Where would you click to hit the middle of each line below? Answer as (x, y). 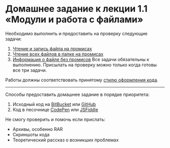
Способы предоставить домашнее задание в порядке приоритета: (77, 94)
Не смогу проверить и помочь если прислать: (55, 119)
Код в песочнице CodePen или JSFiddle (55, 110)
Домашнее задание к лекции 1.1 (76, 9)
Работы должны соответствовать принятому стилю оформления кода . (82, 80)
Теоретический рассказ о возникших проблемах (66, 140)
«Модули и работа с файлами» (74, 19)
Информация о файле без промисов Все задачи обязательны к (81, 59)
